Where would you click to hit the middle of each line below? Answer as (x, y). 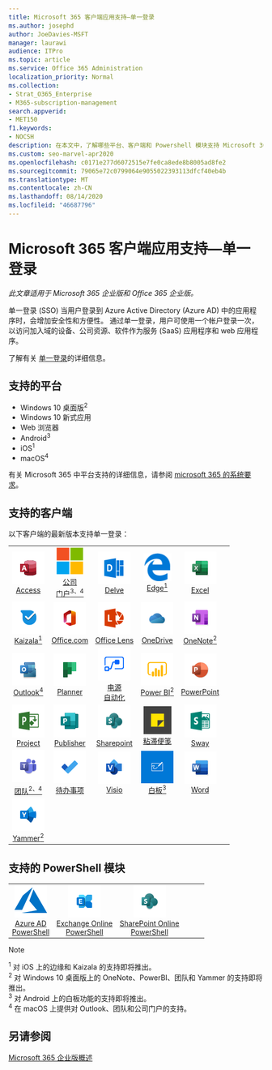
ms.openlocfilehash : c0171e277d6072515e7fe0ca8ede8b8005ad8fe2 (117, 162)
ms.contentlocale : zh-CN (50, 188)
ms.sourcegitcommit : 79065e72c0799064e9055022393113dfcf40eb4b (117, 171)
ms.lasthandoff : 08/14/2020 (56, 197)
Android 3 (35, 437)
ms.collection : (34, 85)
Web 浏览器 (39, 428)
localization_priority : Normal (61, 77)
